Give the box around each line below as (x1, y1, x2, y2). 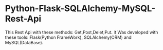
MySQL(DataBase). (5, 39, 44, 45)
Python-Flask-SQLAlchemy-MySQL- (5, 3, 156, 14)
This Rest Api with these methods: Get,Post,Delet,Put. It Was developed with (5, 29, 158, 35)
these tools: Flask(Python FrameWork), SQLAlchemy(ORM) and (5, 34, 132, 40)
